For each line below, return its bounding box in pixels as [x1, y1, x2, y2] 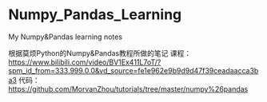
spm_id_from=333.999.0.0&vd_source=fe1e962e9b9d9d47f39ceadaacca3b [8, 65, 259, 75]
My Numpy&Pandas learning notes [8, 32, 122, 41]
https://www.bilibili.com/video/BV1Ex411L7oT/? [8, 57, 161, 67]
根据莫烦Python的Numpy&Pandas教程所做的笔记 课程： [8, 48, 192, 57]
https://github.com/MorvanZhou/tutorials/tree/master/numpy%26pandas [8, 84, 249, 93]
